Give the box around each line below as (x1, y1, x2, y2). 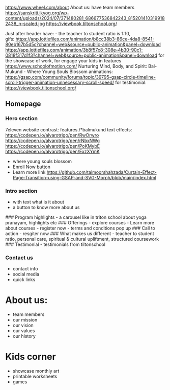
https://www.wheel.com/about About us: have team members (5, 5, 135, 10)
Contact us (5, 254, 33, 261)
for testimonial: (115, 79, 147, 85)
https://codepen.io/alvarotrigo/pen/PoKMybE (5, 143, 100, 149)
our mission (12, 317, 38, 323)
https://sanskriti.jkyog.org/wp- (5, 10, 70, 16)
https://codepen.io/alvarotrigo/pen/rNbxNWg (5, 137, 100, 144)
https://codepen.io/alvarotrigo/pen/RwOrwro (5, 132, 99, 138)
